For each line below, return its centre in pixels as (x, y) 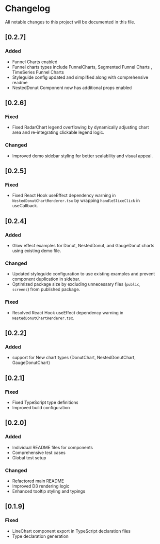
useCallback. (25, 206)
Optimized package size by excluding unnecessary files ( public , (76, 284)
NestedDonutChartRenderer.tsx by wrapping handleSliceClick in (76, 200)
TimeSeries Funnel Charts (38, 72)
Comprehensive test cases (39, 453)
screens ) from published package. (46, 290)
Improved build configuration (41, 407)
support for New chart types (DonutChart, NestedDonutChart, (74, 358)
